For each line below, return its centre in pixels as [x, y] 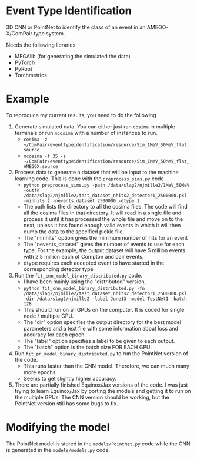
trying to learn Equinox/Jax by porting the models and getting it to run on [103, 391]
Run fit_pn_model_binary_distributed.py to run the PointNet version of [101, 353]
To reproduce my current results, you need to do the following [81, 115]
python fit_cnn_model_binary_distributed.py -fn [84, 288]
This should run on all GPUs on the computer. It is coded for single [104, 309]
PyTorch [25, 62]
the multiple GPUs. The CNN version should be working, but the [92, 397]
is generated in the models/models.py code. [58, 450]
